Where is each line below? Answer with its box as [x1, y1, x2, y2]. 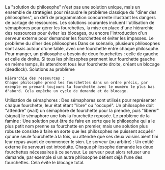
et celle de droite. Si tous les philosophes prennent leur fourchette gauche [5, 56, 155, 62]
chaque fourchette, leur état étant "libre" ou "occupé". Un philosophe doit [5, 103, 154, 108]
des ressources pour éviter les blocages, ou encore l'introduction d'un [5, 30, 147, 36]
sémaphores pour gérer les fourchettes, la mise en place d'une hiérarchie [5, 25, 154, 31]
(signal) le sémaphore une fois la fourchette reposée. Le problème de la [5, 113, 150, 119]
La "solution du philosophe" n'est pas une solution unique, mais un [5, 4, 140, 10]
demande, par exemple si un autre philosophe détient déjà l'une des [5, 154, 143, 160]
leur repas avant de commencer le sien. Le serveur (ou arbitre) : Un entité [5, 139, 154, 145]
